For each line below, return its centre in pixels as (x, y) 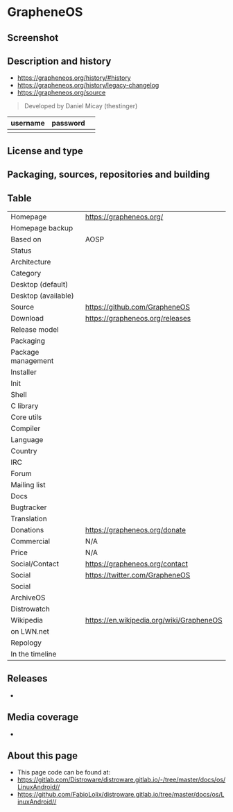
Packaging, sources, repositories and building (109, 175)
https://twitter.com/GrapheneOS (138, 575)
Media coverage (43, 717)
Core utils (26, 417)
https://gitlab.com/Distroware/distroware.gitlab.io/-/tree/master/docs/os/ (121, 780)
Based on (26, 239)
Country (24, 450)
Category (26, 273)
